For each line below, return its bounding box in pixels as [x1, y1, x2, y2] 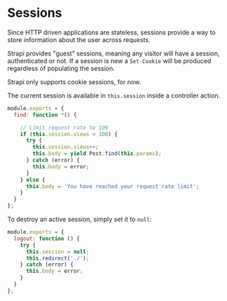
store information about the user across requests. [7, 35, 151, 44]
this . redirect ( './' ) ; [25, 255, 90, 262]
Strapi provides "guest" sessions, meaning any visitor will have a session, [7, 49, 220, 58]
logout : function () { [13, 235, 80, 242]
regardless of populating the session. [7, 64, 115, 72]
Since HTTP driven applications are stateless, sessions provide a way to [7, 28, 216, 36]
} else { [20, 176, 46, 183]
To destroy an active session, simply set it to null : [7, 215, 153, 224]
